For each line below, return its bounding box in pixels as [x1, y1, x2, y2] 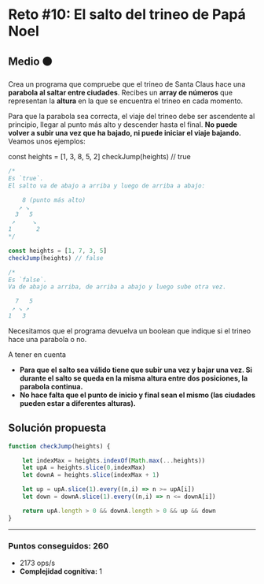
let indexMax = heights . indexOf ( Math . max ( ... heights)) [22, 456, 206, 464]
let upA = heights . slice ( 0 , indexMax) [22, 463, 146, 472]
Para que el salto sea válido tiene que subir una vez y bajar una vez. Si [19, 365, 253, 374]
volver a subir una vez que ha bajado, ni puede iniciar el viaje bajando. [8, 128, 242, 137]
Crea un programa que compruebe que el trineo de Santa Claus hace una [8, 80, 246, 88]
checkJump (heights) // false [8, 254, 104, 262]
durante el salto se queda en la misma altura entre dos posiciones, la [19, 373, 248, 383]
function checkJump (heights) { [8, 442, 111, 450]
